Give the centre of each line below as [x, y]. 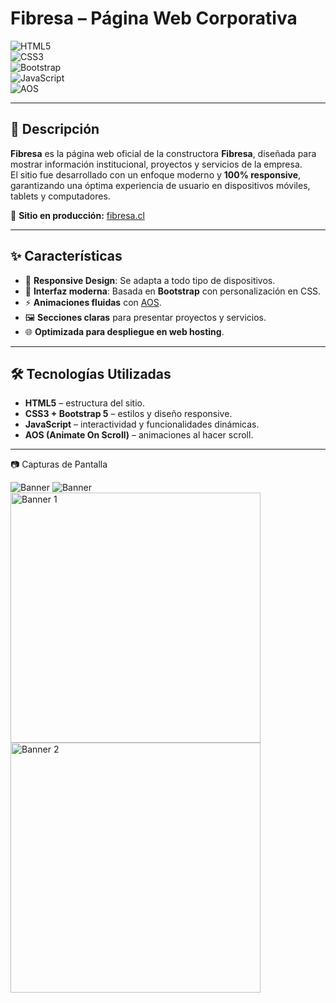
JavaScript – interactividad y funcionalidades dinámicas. [142, 424]
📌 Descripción [55, 129]
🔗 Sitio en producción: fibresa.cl [77, 215]
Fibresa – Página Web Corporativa [154, 18]
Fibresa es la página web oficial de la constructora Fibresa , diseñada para [163, 153]
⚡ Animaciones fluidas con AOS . [93, 302]
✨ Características [66, 256]
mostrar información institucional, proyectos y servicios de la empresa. [156, 164]
